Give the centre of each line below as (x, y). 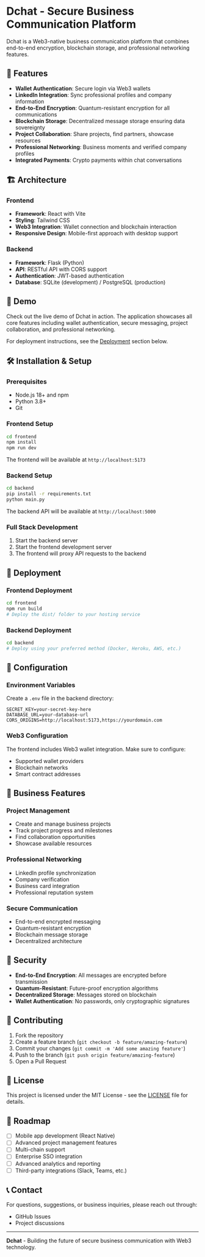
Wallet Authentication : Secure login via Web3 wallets (83, 88)
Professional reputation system (54, 892)
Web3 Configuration (37, 735)
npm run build (24, 609)
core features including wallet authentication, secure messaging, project (97, 322)
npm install (21, 442)
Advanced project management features (66, 1143)
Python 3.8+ (31, 401)
